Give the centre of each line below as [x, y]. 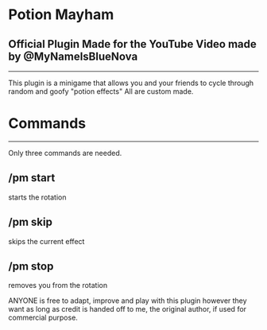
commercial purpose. [43, 318]
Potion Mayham [61, 15]
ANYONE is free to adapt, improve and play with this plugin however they [128, 301]
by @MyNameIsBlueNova [73, 56]
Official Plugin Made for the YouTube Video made [132, 44]
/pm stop [31, 266]
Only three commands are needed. [65, 153]
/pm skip [31, 222]
